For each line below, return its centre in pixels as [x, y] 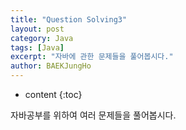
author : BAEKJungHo [51, 66]
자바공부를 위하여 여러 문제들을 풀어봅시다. [93, 115]
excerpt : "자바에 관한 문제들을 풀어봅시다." [92, 57]
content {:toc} [53, 94]
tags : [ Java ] [37, 47]
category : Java [42, 38]
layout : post [37, 29]
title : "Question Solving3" [69, 19]
